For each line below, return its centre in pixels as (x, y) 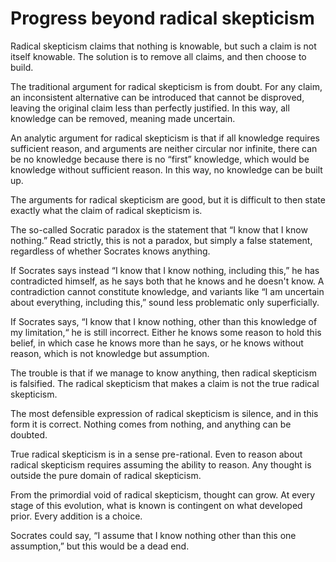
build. (22, 67)
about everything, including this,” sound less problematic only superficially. (165, 302)
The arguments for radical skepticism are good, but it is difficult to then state (168, 199)
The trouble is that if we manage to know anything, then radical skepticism (163, 373)
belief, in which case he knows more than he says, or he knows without (157, 343)
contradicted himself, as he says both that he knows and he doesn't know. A (167, 281)
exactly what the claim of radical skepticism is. (106, 210)
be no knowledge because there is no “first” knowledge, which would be (160, 159)
